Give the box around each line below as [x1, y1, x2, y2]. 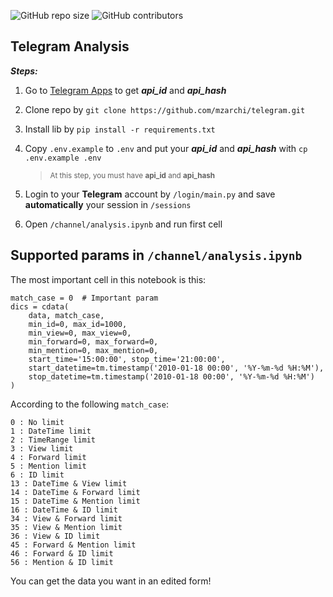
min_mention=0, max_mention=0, [28, 345, 159, 355]
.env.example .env [24, 153, 102, 163]
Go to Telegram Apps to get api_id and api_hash [24, 84, 227, 96]
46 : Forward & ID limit [10, 548, 114, 559]
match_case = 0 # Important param [10, 293, 159, 303]
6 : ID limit [10, 470, 65, 480]
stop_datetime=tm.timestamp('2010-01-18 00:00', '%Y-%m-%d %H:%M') [28, 371, 315, 382]
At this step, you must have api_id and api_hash [49, 170, 216, 180]
